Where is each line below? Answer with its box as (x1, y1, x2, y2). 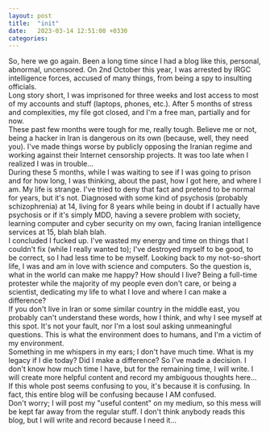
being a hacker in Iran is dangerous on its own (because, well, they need (8, 134, 249, 143)
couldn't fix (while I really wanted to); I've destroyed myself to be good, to (8, 245, 254, 254)
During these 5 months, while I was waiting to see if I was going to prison (8, 167, 251, 177)
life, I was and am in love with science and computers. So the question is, (8, 262, 251, 271)
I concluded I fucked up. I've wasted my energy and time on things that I (8, 236, 248, 245)
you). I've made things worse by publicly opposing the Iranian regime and (8, 142, 252, 151)
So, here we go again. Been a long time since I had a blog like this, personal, (8, 56, 261, 66)
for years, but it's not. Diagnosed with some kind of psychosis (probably (8, 193, 248, 203)
